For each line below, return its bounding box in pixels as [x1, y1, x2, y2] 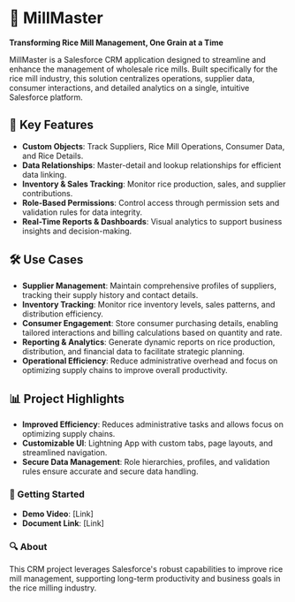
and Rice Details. [21, 150, 84, 161]
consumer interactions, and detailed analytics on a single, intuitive [9, 82, 250, 93]
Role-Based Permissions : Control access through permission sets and [21, 197, 280, 208]
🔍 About [9, 540, 48, 552]
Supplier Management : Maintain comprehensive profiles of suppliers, [21, 280, 276, 291]
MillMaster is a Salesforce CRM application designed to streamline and [9, 54, 267, 65]
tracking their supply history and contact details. [21, 289, 199, 300]
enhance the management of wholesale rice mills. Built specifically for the [9, 64, 278, 74]
